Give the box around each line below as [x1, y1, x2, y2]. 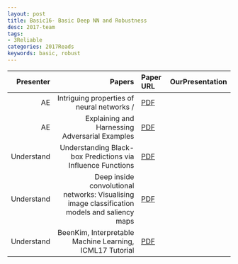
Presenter [16, 76, 51, 86]
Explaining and [85, 113, 135, 123]
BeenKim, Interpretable [57, 227, 135, 237]
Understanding [59, 142, 110, 152]
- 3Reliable [7, 37, 42, 44]
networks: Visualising [63, 189, 135, 199]
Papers [109, 76, 135, 86]
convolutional [89, 180, 135, 190]
